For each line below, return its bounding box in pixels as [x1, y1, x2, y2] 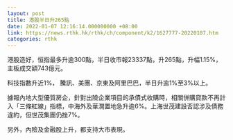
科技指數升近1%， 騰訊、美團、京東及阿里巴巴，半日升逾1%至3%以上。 [7, 79, 212, 87]
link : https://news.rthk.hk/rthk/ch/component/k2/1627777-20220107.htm [7, 29, 218, 37]
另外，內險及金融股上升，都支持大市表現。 [7, 126, 129, 134]
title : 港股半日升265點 [7, 17, 69, 23]
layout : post [7, 10, 45, 17]
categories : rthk [7, 36, 58, 43]
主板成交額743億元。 [7, 64, 67, 72]
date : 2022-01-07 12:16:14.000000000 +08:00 [7, 23, 138, 30]
